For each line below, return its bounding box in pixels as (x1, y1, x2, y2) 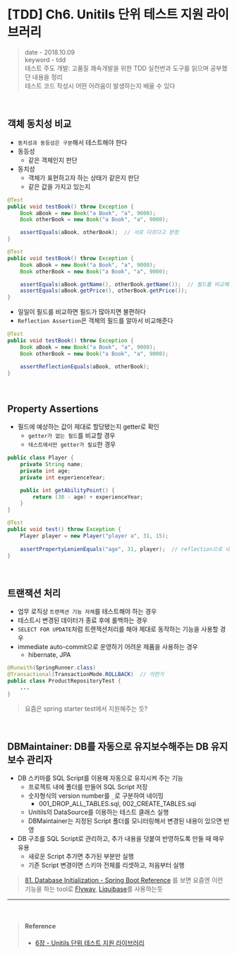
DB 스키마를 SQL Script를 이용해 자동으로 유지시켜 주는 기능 (17, 774, 183, 782)
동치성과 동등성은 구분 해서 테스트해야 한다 (17, 138, 128, 146)
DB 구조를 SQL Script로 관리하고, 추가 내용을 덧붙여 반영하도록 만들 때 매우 (17, 834, 224, 843)
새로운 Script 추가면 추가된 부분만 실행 (28, 852, 134, 861)
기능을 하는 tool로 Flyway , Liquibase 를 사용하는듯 (24, 885, 164, 893)
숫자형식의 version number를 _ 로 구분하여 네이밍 (28, 791, 164, 800)
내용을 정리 (32, 72, 63, 81)
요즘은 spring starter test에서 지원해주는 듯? (24, 704, 148, 713)
